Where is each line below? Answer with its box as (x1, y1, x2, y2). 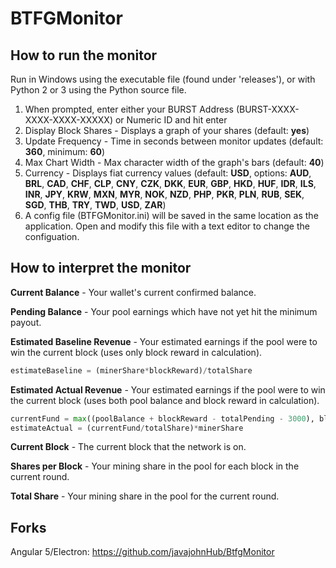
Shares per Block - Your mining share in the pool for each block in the (10, 460, 300, 472)
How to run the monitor (10, 47, 158, 64)
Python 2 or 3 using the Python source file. (10, 84, 187, 96)
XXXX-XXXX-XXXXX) (24, 114, 114, 126)
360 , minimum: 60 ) (24, 146, 106, 157)
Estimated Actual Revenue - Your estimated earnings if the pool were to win (10, 383, 326, 396)
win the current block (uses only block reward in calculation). (10, 346, 263, 358)
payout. (10, 316, 42, 328)
